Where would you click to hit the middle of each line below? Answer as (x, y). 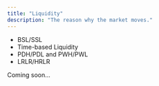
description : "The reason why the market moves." (80, 20)
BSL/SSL (30, 39)
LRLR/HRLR (34, 61)
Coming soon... (29, 75)
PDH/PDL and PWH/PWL (53, 54)
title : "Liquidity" (35, 13)
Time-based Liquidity (47, 47)
